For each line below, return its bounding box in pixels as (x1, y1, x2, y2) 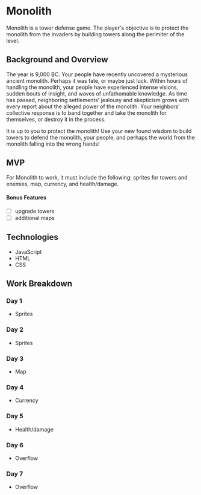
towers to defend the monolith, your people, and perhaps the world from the (6, 134, 196, 141)
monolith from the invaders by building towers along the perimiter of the (6, 30, 185, 37)
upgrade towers (14, 207, 55, 215)
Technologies (6, 232, 59, 242)
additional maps (14, 214, 55, 221)
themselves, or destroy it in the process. (6, 115, 107, 123)
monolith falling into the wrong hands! (6, 140, 100, 147)
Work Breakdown (6, 279, 72, 289)
